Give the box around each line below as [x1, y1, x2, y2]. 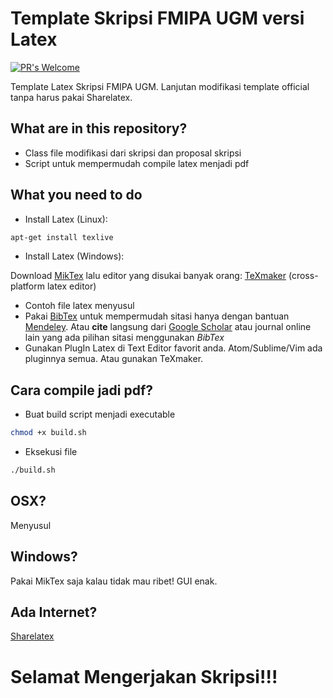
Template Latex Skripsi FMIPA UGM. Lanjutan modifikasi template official [10, 80, 310, 92]
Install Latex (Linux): [24, 213, 108, 225]
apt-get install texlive [10, 232, 114, 242]
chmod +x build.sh [10, 428, 87, 438]
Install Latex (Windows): [24, 250, 125, 262]
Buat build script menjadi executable [24, 408, 176, 421]
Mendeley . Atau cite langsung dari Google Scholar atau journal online [24, 321, 312, 333]
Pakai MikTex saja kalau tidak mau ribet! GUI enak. [10, 575, 218, 587]
